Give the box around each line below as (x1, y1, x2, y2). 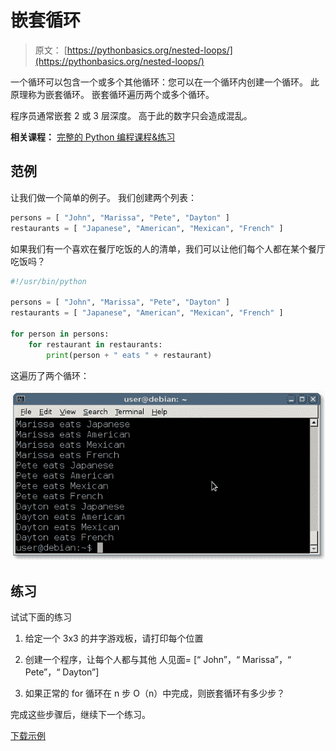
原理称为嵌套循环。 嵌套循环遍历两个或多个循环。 (10, 88, 215, 100)
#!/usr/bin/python (10, 276, 87, 286)
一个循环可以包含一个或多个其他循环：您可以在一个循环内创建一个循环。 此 (10, 76, 320, 88)
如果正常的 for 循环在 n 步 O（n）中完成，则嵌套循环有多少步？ (24, 687, 286, 700)
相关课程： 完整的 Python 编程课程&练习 (10, 131, 176, 143)
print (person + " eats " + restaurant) (46, 350, 213, 360)
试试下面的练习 (10, 611, 72, 623)
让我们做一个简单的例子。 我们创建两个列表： (10, 191, 197, 203)
